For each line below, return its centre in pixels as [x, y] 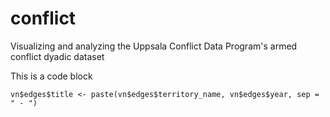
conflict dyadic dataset [57, 56]
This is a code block [51, 76]
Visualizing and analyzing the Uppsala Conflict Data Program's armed [154, 46]
